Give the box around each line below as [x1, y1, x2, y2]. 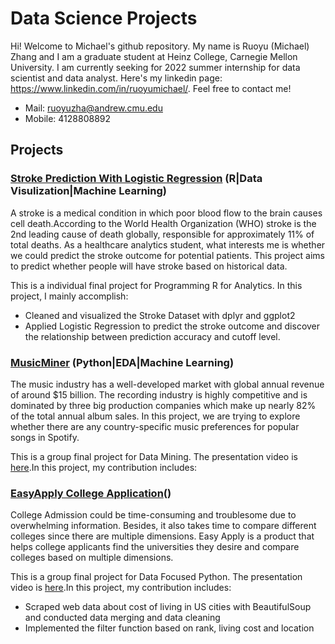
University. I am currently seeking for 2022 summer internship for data [10, 61, 301, 73]
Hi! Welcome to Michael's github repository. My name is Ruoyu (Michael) [10, 40, 310, 52]
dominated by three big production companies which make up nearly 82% [10, 399, 317, 411]
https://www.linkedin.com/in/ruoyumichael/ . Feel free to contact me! [10, 82, 292, 94]
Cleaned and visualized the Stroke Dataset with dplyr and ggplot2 [24, 309, 296, 321]
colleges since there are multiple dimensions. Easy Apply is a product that [10, 530, 315, 542]
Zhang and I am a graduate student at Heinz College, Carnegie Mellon [10, 50, 298, 62]
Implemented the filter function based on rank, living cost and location [24, 622, 315, 634]
